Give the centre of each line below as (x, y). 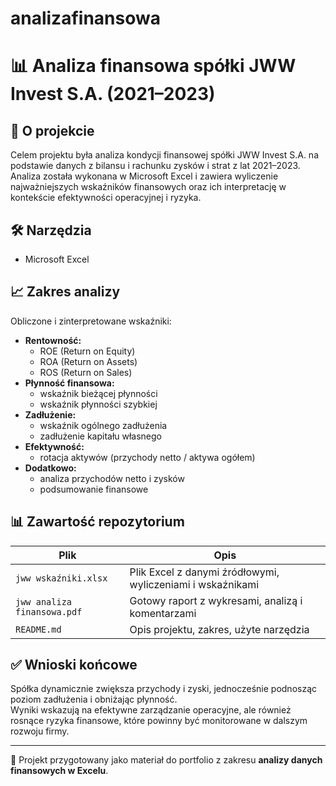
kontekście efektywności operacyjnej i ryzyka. (106, 198)
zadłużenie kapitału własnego (101, 436)
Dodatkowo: (50, 468)
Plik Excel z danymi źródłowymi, (204, 572)
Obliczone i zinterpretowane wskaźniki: (91, 321)
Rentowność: (53, 340)
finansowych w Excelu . (59, 771)
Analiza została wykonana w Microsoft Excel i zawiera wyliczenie (144, 176)
